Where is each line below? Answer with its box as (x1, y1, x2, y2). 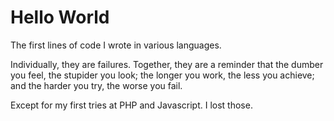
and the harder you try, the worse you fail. (10, 79, 183, 91)
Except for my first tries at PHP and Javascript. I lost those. (10, 99, 253, 111)
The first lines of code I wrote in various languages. (10, 39, 222, 51)
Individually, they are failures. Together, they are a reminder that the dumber (10, 58, 324, 70)
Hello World (10, 6, 110, 29)
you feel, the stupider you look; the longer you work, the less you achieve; (10, 69, 315, 81)
